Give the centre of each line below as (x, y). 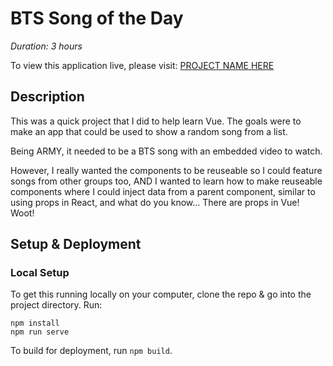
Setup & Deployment (76, 244)
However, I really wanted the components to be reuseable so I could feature (166, 170)
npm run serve (40, 332)
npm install (35, 323)
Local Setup (40, 273)
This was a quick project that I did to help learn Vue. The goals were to (156, 121)
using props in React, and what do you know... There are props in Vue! (155, 202)
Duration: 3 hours (46, 46)
